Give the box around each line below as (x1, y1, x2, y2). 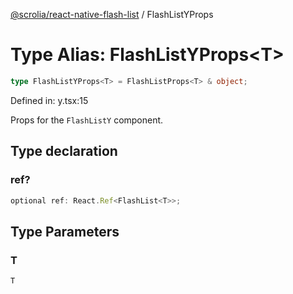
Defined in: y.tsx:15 (10, 94, 89, 106)
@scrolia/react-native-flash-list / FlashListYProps (10, 9, 214, 20)
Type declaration (10, 143, 118, 160)
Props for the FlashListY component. (10, 114, 164, 126)
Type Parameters (10, 223, 120, 240)
